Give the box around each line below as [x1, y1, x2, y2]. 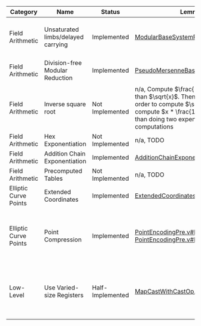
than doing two [134, 115, 178, 123]
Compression [44, 235, 82, 244]
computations [134, 122, 173, 131]
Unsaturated [44, 25, 80, 34]
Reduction [44, 74, 73, 82]
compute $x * [134, 107, 175, 116]
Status [100, 8, 120, 16]
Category [10, 8, 38, 16]
